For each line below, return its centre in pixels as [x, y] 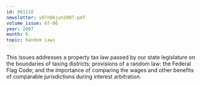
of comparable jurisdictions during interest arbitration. [74, 77]
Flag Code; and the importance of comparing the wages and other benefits [100, 70]
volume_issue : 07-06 [32, 23]
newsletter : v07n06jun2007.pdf [46, 18]
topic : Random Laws [31, 40]
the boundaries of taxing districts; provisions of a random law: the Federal [99, 64]
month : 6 [17, 35]
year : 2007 [20, 29]
